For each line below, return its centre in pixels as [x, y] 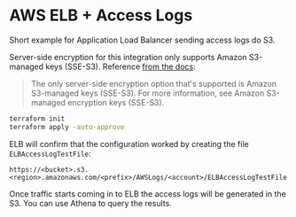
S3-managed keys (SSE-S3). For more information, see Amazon [148, 93]
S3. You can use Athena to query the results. [91, 203]
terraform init [37, 119]
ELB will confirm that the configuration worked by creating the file [129, 143]
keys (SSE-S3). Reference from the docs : [121, 66]
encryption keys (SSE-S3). [116, 102]
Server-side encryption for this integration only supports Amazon [128, 57]
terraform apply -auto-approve [67, 127]
